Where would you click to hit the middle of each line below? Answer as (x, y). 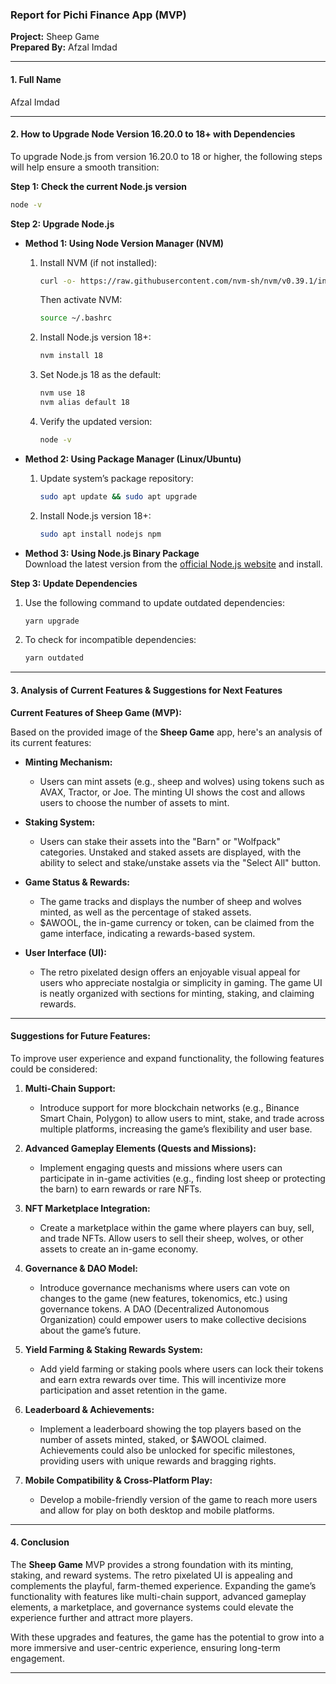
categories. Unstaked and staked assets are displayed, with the (170, 852)
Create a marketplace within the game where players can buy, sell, (177, 1227)
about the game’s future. (90, 1330)
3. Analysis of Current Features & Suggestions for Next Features (146, 690)
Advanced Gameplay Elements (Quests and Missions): (140, 1148)
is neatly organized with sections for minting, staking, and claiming (177, 993)
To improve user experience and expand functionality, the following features (167, 1058)
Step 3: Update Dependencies (74, 583)
